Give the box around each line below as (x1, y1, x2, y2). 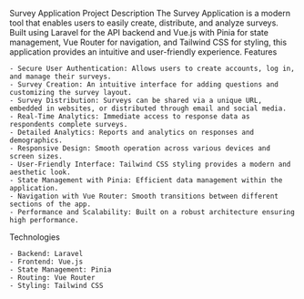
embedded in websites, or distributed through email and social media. (9, 104, 287, 113)
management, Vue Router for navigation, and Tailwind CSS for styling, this (9, 36, 288, 47)
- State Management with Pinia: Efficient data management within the (9, 176, 283, 185)
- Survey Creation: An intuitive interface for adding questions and (9, 80, 279, 89)
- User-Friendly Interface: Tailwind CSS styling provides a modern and (9, 160, 291, 169)
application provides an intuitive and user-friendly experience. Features (9, 46, 278, 57)
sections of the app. (9, 200, 92, 209)
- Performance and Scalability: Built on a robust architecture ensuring (9, 208, 296, 217)
